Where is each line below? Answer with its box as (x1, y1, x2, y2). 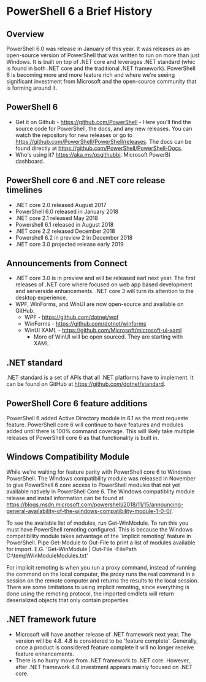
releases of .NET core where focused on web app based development (15, 281, 193, 288)
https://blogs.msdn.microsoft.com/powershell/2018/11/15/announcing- (6, 501, 184, 508)
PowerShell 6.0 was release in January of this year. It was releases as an (6, 45, 190, 52)
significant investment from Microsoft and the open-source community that (6, 78, 197, 85)
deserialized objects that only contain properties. (6, 596, 130, 603)
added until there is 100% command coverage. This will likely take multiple (6, 428, 195, 435)
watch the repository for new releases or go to (15, 131, 133, 139)
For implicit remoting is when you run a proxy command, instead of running (6, 563, 196, 571)
